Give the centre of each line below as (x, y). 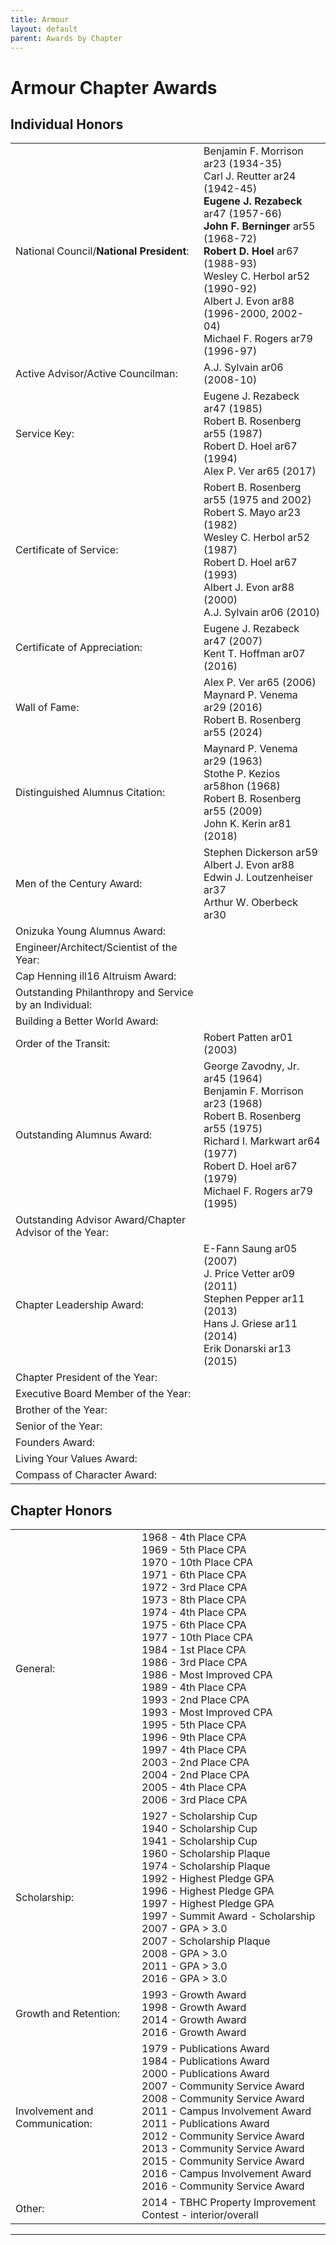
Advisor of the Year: (62, 1233)
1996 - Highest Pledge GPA (208, 1891)
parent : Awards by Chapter (66, 38)
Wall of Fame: (47, 708)
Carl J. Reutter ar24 (250, 176)
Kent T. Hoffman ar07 (254, 654)
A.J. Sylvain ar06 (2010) (262, 613)
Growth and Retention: (68, 2014)
